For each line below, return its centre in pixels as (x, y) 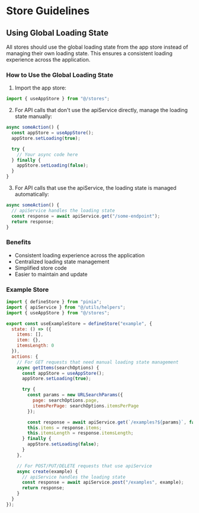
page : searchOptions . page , (66, 401)
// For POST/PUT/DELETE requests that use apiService (84, 466)
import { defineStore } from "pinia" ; (54, 302)
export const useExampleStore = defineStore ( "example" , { (79, 324)
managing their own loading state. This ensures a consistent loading (89, 53)
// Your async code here (47, 154)
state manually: (33, 116)
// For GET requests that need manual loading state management (98, 362)
